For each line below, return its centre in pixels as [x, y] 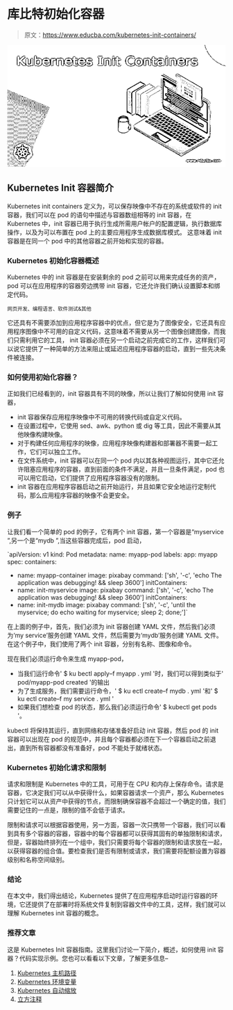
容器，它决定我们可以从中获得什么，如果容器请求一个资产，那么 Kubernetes [115, 792]
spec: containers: [32, 561]
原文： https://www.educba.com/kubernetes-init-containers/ [110, 35]
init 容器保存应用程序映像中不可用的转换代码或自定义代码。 [101, 417]
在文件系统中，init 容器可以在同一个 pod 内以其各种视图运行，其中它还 [118, 460]
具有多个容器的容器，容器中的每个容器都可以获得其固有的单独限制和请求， [119, 833]
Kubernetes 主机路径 [47, 973]
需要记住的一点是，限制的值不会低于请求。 [68, 810]
